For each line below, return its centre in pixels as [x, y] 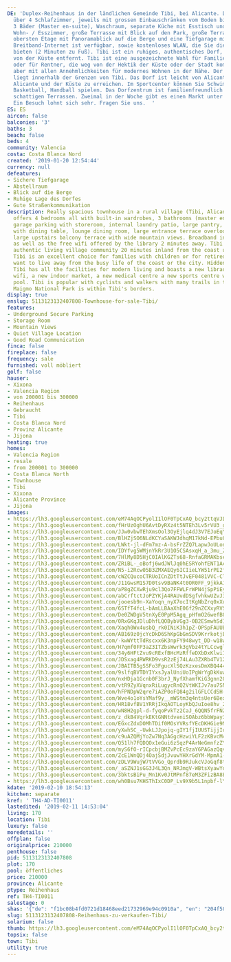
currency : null [29, 167]
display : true [27, 295]
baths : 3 [20, 129]
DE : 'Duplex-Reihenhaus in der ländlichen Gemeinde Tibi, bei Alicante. [113, 13]
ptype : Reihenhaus [33, 890]
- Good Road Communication [46, 340]
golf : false [24, 372]
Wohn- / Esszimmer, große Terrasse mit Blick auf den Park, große [110, 33]
